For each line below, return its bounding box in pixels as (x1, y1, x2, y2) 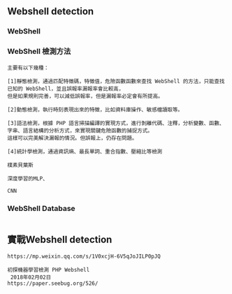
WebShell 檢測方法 (7, 47, 71, 57)
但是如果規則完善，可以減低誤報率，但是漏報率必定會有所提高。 (7, 92, 164, 100)
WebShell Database (7, 203, 75, 213)
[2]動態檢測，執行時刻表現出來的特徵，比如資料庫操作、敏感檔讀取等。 (7, 106, 183, 113)
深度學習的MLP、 (7, 175, 48, 182)
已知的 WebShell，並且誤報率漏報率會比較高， (7, 85, 124, 92)
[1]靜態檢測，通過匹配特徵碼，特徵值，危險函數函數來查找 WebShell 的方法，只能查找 (7, 78, 225, 84)
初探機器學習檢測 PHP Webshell (7, 266, 90, 273)
